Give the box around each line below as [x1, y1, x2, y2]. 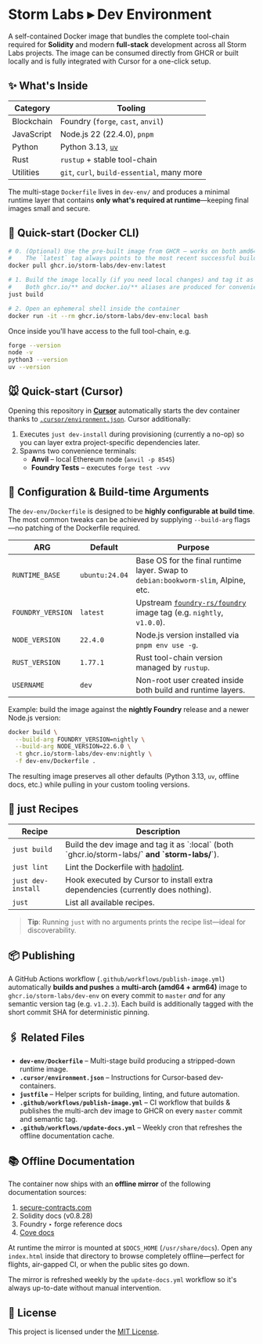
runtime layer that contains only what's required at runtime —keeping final [8, 195, 249, 205]
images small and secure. [8, 203, 91, 213]
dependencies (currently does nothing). [65, 884, 212, 895]
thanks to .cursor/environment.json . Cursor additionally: [8, 414, 191, 423]
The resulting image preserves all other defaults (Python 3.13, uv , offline [8, 772, 240, 781]
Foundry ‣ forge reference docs [19, 1219, 123, 1229]
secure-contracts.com [19, 1203, 92, 1212]
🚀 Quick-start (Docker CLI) [8, 226, 139, 240]
